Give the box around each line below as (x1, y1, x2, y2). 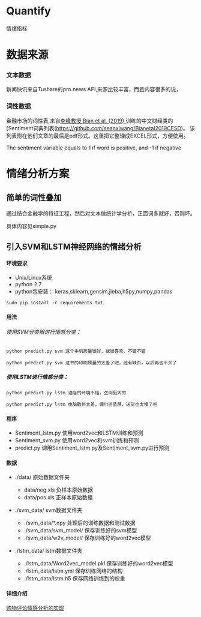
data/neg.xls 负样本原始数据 (23, 486, 93, 493)
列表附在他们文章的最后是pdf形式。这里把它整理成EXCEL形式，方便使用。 (6, 132, 189, 139)
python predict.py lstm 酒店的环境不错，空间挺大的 (6, 390, 127, 396)
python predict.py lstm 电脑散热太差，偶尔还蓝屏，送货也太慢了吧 (6, 402, 158, 408)
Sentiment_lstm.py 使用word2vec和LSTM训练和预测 (14, 429, 144, 436)
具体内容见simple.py (6, 222, 57, 229)
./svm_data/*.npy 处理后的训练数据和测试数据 (23, 519, 136, 526)
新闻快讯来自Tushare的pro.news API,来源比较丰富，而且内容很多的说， (6, 86, 182, 93)
